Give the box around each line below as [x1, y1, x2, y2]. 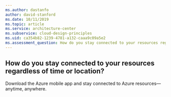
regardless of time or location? [5, 67, 105, 76]
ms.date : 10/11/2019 [5, 17, 49, 22]
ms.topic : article [5, 21, 44, 27]
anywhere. [24, 85, 47, 91]
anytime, [5, 85, 24, 91]
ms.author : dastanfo [5, 7, 49, 13]
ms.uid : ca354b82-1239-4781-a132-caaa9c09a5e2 [5, 36, 106, 41]
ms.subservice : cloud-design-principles [5, 31, 93, 36]
